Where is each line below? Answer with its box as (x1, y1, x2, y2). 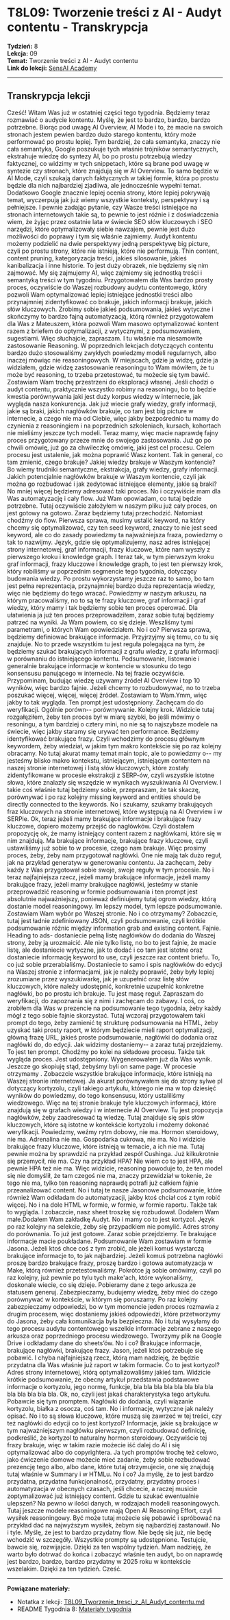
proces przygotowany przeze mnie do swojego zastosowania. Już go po (7, 436, 212, 444)
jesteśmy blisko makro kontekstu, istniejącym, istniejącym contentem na (7, 756, 210, 765)
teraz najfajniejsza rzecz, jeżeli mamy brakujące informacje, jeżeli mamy (7, 872, 211, 881)
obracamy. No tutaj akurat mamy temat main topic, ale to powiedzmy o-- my (7, 749, 222, 757)
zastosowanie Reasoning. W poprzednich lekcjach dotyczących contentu (7, 341, 214, 349)
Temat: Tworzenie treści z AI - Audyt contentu (7, 56, 138, 64)
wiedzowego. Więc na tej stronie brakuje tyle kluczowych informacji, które (7, 1099, 217, 1107)
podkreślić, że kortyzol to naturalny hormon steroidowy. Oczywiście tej (7, 1434, 207, 1442)
